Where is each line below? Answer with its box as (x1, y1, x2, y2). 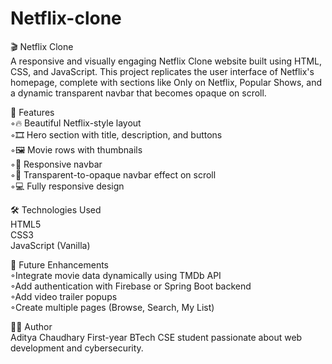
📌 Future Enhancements (10, 258, 109, 271)
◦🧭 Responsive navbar (10, 158, 103, 170)
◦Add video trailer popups (10, 290, 118, 302)
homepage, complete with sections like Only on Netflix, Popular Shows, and (10, 76, 322, 88)
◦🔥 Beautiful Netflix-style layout (10, 117, 142, 129)
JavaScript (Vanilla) (10, 239, 91, 251)
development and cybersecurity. (10, 342, 144, 354)
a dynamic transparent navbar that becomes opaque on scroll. (10, 87, 267, 99)
